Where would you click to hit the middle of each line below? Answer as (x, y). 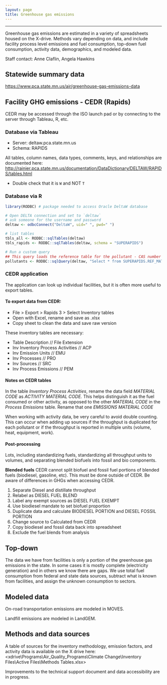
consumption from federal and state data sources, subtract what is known (81, 576)
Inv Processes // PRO (34, 358)
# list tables (20, 234)
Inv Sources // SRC (32, 363)
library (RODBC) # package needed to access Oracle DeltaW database (77, 206)
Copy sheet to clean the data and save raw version (64, 323)
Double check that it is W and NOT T (48, 183)
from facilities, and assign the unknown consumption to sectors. (71, 581)
